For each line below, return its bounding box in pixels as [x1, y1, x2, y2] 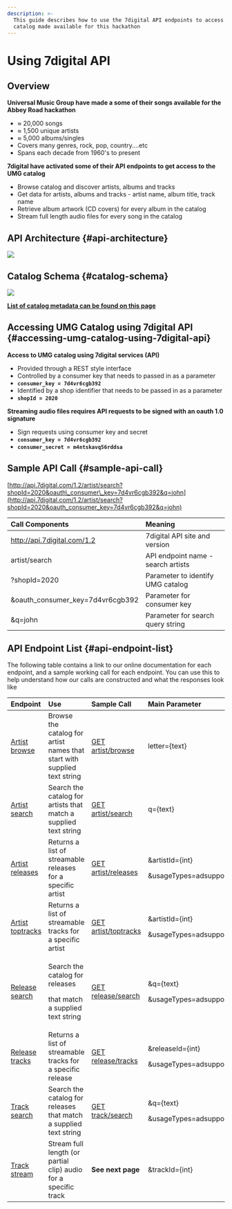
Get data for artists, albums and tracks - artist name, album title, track [17, 190, 215, 199]
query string [145, 619, 185, 629]
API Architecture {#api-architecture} [7, 232, 168, 244]
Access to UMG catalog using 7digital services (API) [7, 351, 160, 359]
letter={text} [147, 741, 187, 751]
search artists [145, 560, 190, 569]
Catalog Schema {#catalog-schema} [7, 270, 169, 282]
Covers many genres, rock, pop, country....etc [17, 141, 148, 149]
